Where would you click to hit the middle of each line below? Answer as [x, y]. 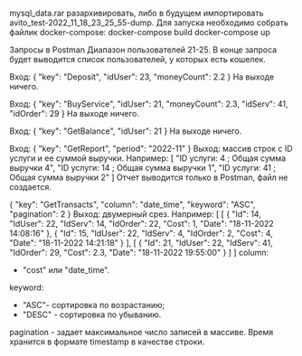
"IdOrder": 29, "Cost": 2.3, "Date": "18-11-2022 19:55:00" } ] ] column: [139, 253]
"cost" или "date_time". [66, 270]
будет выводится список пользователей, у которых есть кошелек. [138, 59]
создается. [30, 187]
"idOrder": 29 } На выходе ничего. [75, 113]
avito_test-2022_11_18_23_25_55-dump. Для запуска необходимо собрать [149, 23]
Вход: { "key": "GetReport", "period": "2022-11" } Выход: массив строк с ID [151, 149]
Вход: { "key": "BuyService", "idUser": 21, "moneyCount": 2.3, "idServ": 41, [149, 104]
